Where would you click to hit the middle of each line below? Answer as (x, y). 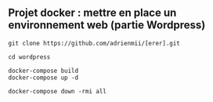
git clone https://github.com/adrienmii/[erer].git (94, 43)
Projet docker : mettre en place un (92, 13)
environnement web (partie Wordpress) (107, 25)
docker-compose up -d (43, 78)
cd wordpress (29, 57)
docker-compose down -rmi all (58, 91)
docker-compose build (43, 71)
